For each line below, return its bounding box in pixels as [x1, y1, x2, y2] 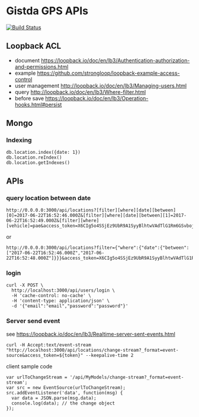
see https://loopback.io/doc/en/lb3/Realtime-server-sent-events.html [6, 330, 176, 337]
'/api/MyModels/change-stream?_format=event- [69, 374, 184, 380]
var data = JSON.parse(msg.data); [11, 395, 97, 401]
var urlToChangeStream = [6, 374, 68, 380]
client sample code [6, 362, 53, 369]
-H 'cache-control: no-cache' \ [11, 293, 92, 299]
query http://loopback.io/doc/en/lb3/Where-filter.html [14, 88, 146, 96]
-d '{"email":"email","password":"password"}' [11, 303, 129, 309]
